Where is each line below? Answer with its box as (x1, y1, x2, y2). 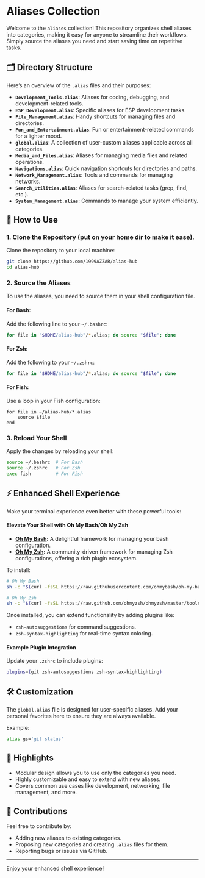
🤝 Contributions (6, 806, 68, 816)
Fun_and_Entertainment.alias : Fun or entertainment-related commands (15, 126, 194, 133)
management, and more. (15, 788, 77, 796)
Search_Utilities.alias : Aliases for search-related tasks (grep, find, (15, 184, 188, 191)
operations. (15, 158, 45, 165)
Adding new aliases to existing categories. (15, 834, 122, 841)
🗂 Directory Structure (6, 62, 93, 73)
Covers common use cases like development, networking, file (15, 782, 171, 789)
